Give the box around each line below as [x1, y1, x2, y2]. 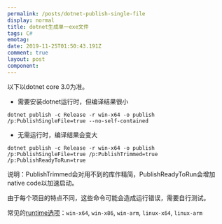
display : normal [7, 17, 55, 24]
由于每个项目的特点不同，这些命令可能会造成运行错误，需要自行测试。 [7, 193, 210, 202]
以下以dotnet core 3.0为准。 [7, 82, 89, 91]
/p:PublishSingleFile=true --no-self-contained [7, 117, 149, 125]
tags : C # [7, 29, 33, 37]
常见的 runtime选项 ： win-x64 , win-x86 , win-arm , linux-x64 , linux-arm [7, 208, 203, 217]
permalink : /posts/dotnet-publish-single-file [7, 10, 146, 17]
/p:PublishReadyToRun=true [7, 157, 86, 164]
